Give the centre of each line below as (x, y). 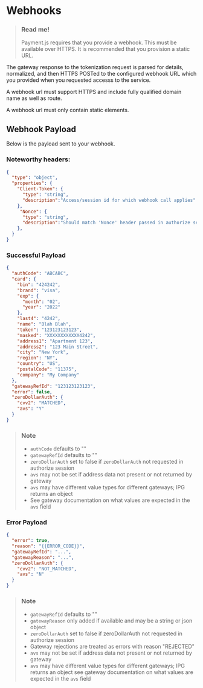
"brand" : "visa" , (39, 290)
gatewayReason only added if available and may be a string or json (111, 621)
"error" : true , (31, 541)
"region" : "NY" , (38, 358)
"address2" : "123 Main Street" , (58, 347)
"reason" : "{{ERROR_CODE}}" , (48, 546)
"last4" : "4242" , (39, 319)
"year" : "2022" (41, 307)
